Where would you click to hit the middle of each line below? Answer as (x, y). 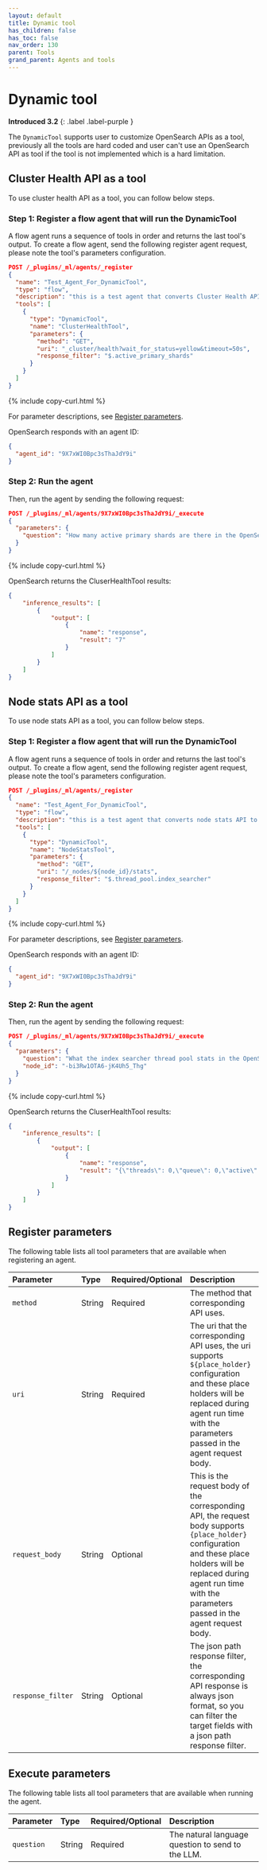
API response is (219, 1685)
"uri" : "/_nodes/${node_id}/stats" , (97, 872)
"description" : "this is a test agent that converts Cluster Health (131, 297)
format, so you (217, 1705)
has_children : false (43, 30)
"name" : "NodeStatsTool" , (72, 849)
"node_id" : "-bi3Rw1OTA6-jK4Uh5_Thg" (85, 1066)
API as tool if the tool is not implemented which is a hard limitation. (117, 154)
